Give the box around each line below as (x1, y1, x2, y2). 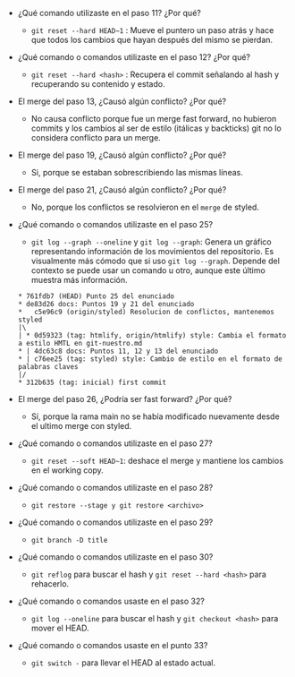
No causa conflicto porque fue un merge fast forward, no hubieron (30, 114, 277, 124)
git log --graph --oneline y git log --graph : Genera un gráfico (30, 236, 272, 247)
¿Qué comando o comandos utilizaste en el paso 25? (17, 219, 213, 229)
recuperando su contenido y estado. (30, 79, 165, 89)
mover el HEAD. (30, 622, 89, 633)
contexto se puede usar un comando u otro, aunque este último (30, 265, 265, 276)
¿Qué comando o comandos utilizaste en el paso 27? (17, 438, 213, 449)
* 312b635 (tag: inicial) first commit (17, 378, 167, 387)
